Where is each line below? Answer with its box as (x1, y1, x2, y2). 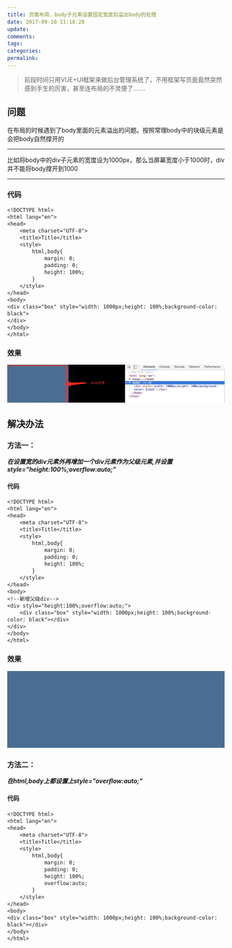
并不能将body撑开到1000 (7, 164, 78, 173)
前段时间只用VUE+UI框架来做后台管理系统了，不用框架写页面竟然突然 (23, 75, 222, 84)
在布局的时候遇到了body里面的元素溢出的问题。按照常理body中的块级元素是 (7, 126, 224, 134)
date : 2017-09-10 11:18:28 (7, 18, 85, 26)
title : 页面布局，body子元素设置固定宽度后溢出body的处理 (7, 11, 157, 18)
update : (7, 26, 30, 32)
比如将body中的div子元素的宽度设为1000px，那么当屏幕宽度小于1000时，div (7, 155, 225, 164)
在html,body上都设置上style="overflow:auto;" (7, 777, 143, 785)
